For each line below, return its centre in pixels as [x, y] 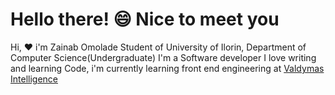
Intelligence [34, 79]
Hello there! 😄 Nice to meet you [145, 19]
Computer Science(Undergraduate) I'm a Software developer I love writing [163, 57]
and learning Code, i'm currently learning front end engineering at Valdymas [167, 68]
